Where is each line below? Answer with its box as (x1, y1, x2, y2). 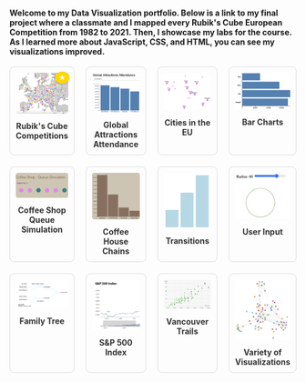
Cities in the (164, 117, 211, 128)
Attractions (94, 129, 138, 140)
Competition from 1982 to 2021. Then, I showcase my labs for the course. (9, 26, 292, 37)
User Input (242, 226, 284, 237)
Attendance (93, 139, 139, 150)
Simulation (21, 224, 64, 235)
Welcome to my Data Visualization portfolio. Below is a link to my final (9, 7, 279, 18)
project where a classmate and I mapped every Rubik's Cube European (9, 16, 283, 27)
